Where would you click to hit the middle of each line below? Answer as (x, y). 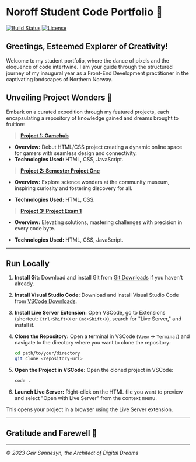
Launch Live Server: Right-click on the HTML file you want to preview (99, 392)
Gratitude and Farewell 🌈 (52, 433)
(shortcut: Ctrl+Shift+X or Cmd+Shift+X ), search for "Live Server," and (98, 319)
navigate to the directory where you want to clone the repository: (92, 343)
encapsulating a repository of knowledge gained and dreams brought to (92, 118)
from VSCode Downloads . (46, 301)
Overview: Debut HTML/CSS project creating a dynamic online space (98, 147)
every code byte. (35, 228)
